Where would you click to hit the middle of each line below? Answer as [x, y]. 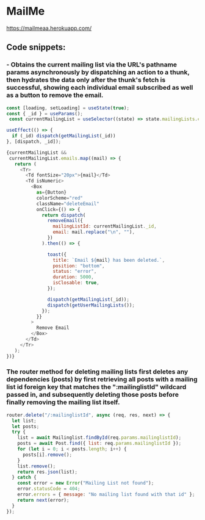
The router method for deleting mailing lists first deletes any [97, 372]
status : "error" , [75, 272]
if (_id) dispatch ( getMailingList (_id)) [64, 136]
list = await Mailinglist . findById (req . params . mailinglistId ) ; [99, 438]
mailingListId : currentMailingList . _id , [105, 226]
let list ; [24, 421]
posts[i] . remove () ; [47, 455]
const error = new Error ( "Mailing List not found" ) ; [86, 483]
